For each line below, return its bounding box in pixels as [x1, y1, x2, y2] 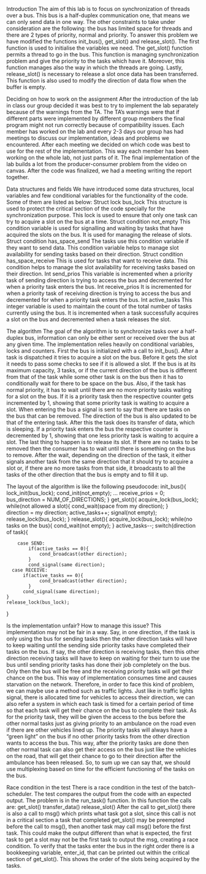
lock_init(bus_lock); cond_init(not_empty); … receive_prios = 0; [6, 489, 166, 496]
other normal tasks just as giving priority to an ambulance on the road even [6, 720, 196, 727]
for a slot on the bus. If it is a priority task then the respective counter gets [6, 393, 194, 400]
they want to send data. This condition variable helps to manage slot [6, 244, 179, 251]
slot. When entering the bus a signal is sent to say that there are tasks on [6, 406, 191, 413]
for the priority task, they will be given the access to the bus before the [6, 713, 186, 720]
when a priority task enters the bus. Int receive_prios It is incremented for [6, 283, 192, 290]
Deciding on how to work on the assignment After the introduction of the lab [6, 95, 199, 102]
